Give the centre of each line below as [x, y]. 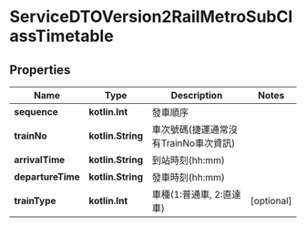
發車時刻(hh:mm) [189, 177]
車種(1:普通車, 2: [187, 195]
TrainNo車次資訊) [198, 143]
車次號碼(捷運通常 [190, 129]
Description [197, 95]
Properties [40, 70]
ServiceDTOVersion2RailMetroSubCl [151, 17]
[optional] [271, 201]
